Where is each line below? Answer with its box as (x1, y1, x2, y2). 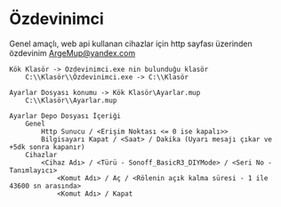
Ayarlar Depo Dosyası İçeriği (9, 111, 122, 120)
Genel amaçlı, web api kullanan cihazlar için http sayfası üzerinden (9, 38, 253, 49)
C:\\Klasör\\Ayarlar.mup (25, 96, 117, 105)
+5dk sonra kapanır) (9, 142, 86, 151)
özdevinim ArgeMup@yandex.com (9, 47, 136, 58)
